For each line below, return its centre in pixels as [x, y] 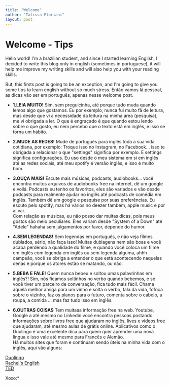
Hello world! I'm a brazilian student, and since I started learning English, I [81, 58]
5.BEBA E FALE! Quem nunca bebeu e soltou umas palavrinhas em [82, 274]
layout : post [19, 19]
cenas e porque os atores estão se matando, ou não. [68, 263]
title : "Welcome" [24, 10]
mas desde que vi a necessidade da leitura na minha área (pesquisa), [85, 116]
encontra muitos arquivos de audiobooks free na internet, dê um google [88, 184]
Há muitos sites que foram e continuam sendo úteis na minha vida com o [89, 342]
